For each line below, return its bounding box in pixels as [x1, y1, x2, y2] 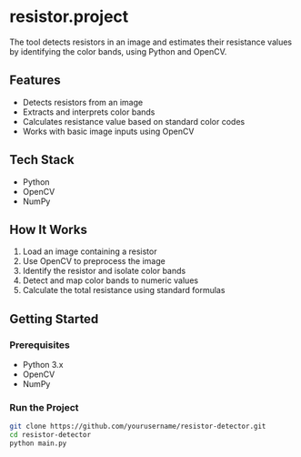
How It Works [9, 221, 88, 238]
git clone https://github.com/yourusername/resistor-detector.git [9, 421, 266, 432]
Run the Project [9, 401, 79, 413]
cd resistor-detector [9, 431, 92, 440]
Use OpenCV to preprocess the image [22, 256, 166, 267]
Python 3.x [22, 360, 64, 371]
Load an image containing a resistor [22, 246, 157, 257]
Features [9, 73, 61, 88]
